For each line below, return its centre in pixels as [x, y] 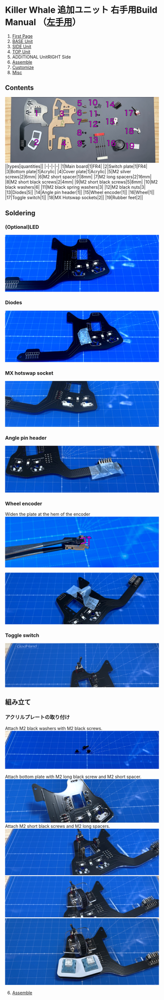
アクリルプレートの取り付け [37, 717]
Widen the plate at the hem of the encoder [48, 514]
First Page [22, 36]
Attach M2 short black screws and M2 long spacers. [58, 826]
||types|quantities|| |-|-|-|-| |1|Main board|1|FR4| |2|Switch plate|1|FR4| [76, 166]
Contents [20, 88]
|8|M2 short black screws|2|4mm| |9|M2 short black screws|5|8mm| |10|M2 [82, 182]
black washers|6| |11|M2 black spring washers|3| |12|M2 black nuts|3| [75, 187]
